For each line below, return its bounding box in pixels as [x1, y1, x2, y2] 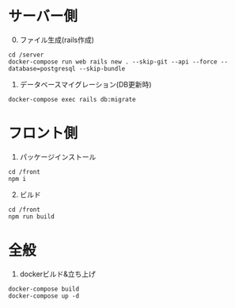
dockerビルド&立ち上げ [19, 269, 97, 279]
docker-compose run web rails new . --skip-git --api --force [8, 57, 218, 66]
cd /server [8, 51, 44, 59]
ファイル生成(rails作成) [19, 35, 95, 44]
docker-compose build [8, 285, 80, 293]
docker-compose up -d [8, 291, 80, 300]
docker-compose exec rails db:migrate [8, 95, 136, 103]
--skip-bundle [78, 64, 126, 72]
